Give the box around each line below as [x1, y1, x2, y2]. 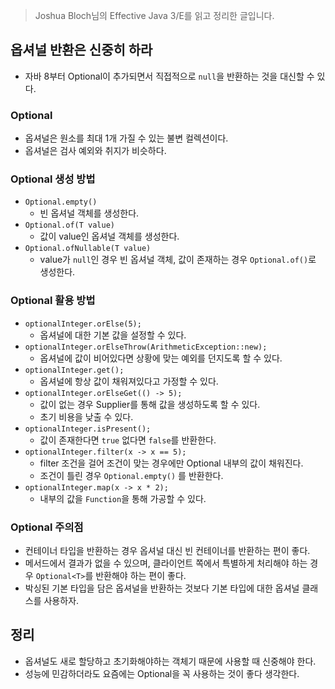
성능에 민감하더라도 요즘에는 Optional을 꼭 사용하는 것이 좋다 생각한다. [24, 667, 300, 679]
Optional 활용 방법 [10, 294, 96, 308]
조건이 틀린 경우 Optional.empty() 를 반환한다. [39, 469, 224, 481]
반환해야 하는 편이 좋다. [95, 570, 187, 581]
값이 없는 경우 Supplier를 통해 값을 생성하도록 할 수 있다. [39, 398, 261, 410]
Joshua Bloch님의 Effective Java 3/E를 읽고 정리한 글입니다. [34, 10, 275, 21]
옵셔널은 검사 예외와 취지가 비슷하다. [24, 145, 167, 157]
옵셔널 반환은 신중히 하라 [10, 42, 153, 59]
